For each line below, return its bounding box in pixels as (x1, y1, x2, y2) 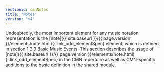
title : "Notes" (5, 12, 37, 17)
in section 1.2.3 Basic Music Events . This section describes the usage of (5, 46, 154, 52)
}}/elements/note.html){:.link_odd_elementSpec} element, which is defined (5, 41, 159, 47)
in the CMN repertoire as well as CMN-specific (59, 57, 155, 63)
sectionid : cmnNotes (5, 7, 49, 12)
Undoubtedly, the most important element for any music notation (5, 30, 139, 36)
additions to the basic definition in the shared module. (5, 62, 116, 68)
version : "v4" (5, 16, 35, 21)
